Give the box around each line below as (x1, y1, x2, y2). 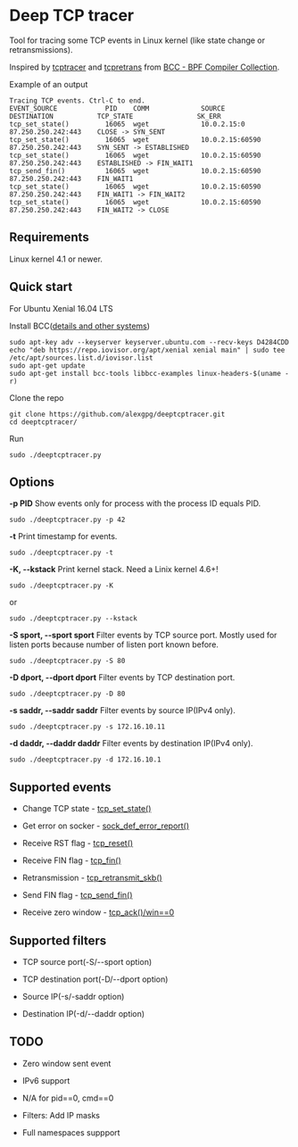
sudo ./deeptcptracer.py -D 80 (9, 689, 126, 699)
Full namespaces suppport (21, 1126, 120, 1138)
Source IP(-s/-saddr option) (21, 992, 125, 1002)
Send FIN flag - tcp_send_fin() (21, 890, 133, 901)
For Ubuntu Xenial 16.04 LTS (9, 303, 113, 313)
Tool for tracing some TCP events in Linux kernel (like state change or (9, 35, 266, 46)
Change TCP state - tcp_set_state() (21, 803, 152, 814)
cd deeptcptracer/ (9, 417, 78, 427)
